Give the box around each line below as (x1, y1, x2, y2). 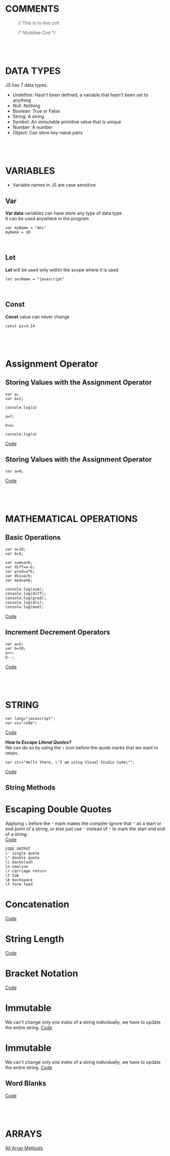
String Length (5, 933, 64, 945)
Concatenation (5, 899, 70, 910)
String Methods (5, 783, 56, 792)
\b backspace (5, 878, 33, 883)
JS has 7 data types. (5, 82, 48, 88)
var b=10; (5, 646, 26, 651)
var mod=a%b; (5, 578, 33, 583)
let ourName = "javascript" (5, 276, 65, 282)
